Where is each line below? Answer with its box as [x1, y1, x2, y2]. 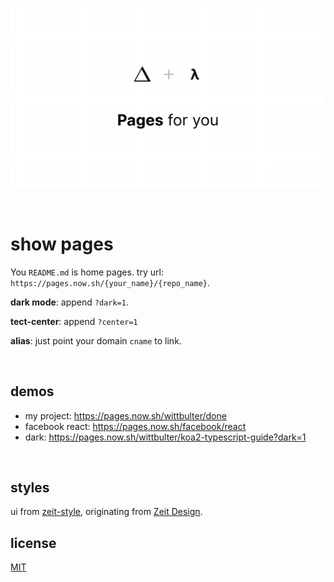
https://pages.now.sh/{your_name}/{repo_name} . [10, 276, 211, 288]
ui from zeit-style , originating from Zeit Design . [10, 506, 203, 518]
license [10, 534, 57, 552]
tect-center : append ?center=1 [10, 315, 138, 327]
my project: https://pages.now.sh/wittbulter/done [24, 409, 227, 422]
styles [10, 479, 50, 497]
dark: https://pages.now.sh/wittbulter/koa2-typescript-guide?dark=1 [24, 431, 307, 443]
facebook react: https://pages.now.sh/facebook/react [24, 420, 247, 432]
